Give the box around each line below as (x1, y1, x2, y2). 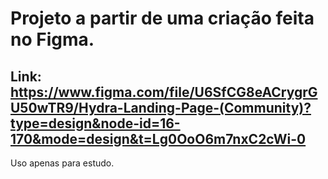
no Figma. (10, 28, 95, 51)
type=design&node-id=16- (10, 115, 181, 132)
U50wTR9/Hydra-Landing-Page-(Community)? (10, 99, 312, 116)
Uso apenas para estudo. (10, 157, 115, 169)
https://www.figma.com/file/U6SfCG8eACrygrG (10, 83, 318, 101)
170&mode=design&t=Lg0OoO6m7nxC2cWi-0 (10, 130, 307, 147)
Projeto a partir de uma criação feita (10, 7, 315, 30)
